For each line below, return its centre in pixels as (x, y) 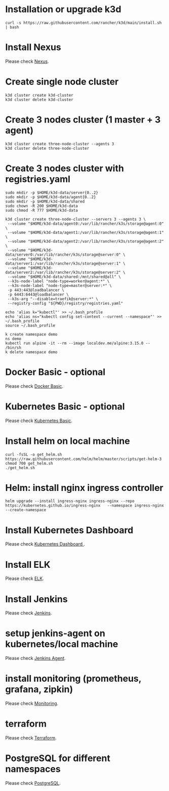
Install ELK (28, 565)
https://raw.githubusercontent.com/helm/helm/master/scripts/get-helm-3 (83, 459)
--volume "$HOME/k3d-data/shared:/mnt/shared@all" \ (64, 277)
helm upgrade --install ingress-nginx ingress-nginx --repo (70, 501)
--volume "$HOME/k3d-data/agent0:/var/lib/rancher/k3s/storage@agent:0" (86, 224)
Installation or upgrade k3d (63, 9)
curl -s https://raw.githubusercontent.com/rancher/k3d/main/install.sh (83, 23)
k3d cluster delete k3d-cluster (39, 100)
